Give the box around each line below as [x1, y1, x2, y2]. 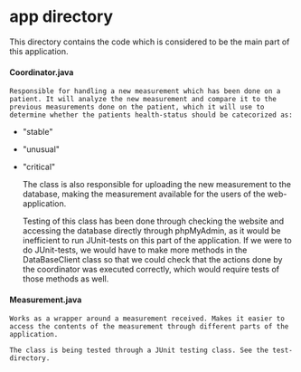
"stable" [22, 127, 53, 138]
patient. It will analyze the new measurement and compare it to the [9, 95, 277, 104]
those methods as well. [22, 273, 109, 284]
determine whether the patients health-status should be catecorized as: [9, 110, 294, 119]
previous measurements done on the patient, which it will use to [9, 102, 265, 112]
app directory [9, 6, 114, 27]
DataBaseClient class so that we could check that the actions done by [22, 254, 283, 265]
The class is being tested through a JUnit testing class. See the [9, 346, 269, 355]
